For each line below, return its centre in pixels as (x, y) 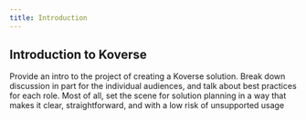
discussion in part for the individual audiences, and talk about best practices (153, 86)
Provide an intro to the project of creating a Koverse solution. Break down (148, 76)
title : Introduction (49, 18)
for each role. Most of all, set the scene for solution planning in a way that (148, 95)
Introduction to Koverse (79, 55)
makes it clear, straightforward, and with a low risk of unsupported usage (147, 105)
